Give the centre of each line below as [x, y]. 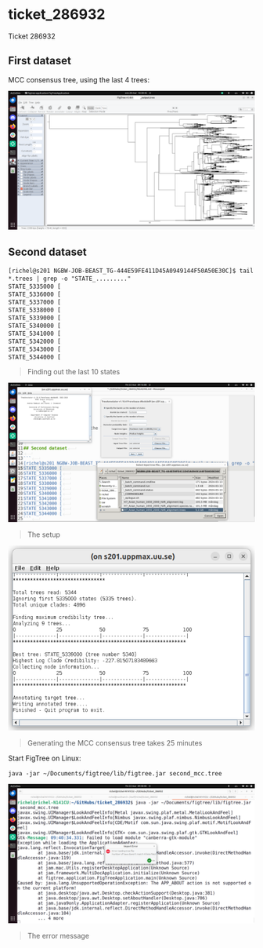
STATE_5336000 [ [34, 295]
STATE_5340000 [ [34, 326]
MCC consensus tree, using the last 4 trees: [79, 79]
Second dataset [48, 252]
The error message [58, 935]
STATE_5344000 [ [34, 357]
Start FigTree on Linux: [45, 758]
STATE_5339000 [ [34, 318]
